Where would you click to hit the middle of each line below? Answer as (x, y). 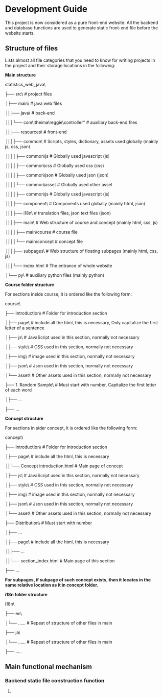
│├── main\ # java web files (34, 103)
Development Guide (46, 9)
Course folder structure (30, 285)
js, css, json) (18, 146)
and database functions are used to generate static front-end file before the (81, 27)
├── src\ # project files (29, 94)
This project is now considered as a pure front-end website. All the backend (81, 23)
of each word (19, 390)
